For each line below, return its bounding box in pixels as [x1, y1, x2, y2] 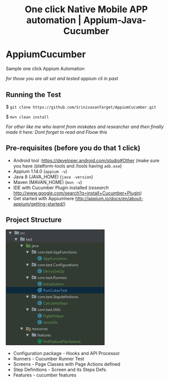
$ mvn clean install [6, 113, 49, 120]
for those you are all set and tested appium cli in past [6, 76, 118, 82]
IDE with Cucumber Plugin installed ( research [13, 184, 109, 190]
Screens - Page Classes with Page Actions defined [13, 361, 120, 367]
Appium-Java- [83, 14, 147, 26]
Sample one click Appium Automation [6, 65, 85, 72]
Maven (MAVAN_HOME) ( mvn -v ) [13, 179, 82, 185]
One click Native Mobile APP [25, 4, 148, 15]
